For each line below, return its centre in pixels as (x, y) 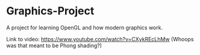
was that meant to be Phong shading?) (54, 45)
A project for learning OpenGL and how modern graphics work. (85, 27)
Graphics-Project (50, 11)
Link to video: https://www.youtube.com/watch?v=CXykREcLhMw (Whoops (100, 39)
